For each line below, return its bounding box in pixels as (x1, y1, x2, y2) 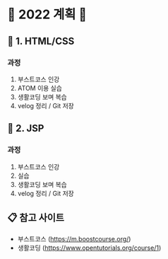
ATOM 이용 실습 (17, 84, 62, 92)
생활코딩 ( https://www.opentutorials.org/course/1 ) (17, 243, 162, 252)
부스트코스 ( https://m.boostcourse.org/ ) (17, 235, 131, 243)
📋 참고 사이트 (7, 212, 65, 224)
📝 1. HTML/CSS (7, 35, 75, 47)
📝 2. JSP (7, 122, 44, 134)
